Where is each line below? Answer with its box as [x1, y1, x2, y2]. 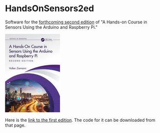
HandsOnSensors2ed [5, 3, 94, 14]
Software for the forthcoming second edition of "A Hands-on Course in [5, 19, 147, 25]
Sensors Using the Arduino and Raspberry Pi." [5, 24, 98, 30]
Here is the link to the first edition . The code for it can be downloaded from [5, 117, 156, 123]
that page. [5, 122, 26, 128]
